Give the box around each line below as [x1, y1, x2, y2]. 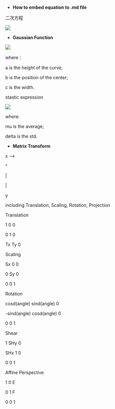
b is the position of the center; [5, 75, 68, 80]
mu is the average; [5, 123, 44, 129]
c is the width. [5, 84, 35, 90]
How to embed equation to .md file [12, 5, 87, 10]
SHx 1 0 [5, 350, 21, 356]
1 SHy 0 [5, 340, 21, 346]
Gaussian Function [12, 35, 53, 40]
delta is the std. [5, 133, 37, 139]
